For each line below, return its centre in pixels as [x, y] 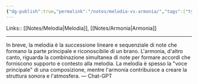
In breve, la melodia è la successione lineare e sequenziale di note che [92, 45]
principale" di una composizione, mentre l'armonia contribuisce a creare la [97, 69]
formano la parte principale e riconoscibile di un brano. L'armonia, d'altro [95, 51]
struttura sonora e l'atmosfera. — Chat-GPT [59, 76]
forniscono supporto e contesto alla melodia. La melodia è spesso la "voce [97, 63]
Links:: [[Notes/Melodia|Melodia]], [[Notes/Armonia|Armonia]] [81, 28]
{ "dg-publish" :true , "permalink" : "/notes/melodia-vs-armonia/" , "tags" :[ [96, 11]
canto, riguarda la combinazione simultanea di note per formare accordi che [98, 57]
